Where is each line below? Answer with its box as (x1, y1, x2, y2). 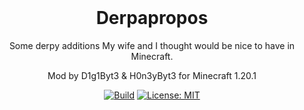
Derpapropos (95, 7, 209, 29)
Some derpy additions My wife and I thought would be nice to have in (8, 39, 296, 51)
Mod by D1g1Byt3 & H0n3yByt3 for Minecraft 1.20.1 (47, 69, 257, 81)
